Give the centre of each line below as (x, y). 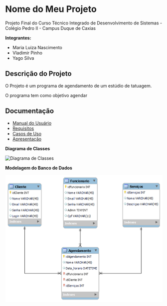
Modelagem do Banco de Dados (39, 168)
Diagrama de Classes (28, 148)
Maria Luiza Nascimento (37, 47)
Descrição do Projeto (38, 74)
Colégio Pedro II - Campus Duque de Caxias (51, 28)
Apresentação (27, 139)
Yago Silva (23, 58)
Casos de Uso (27, 133)
